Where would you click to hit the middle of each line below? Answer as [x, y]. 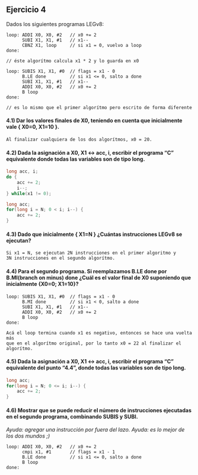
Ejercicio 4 [26, 10]
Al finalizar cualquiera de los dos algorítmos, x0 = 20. [79, 140]
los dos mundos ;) [28, 436]
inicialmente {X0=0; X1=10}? [42, 283]
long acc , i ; [22, 171]
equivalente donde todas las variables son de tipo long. [76, 159]
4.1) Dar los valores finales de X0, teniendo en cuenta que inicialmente [94, 120]
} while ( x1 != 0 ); [29, 193]
